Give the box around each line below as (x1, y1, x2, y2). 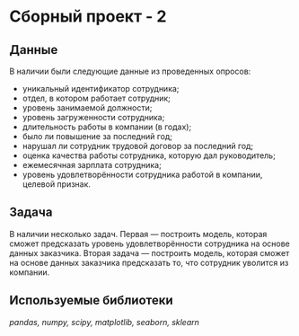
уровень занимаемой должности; (22, 102, 153, 113)
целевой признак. (22, 179, 92, 190)
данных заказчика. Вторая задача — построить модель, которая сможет (9, 247, 290, 258)
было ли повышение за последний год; (22, 131, 173, 141)
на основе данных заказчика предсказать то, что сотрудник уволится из (9, 257, 289, 268)
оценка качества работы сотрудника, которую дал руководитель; (22, 150, 276, 161)
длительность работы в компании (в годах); (22, 121, 192, 132)
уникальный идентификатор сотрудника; (22, 84, 180, 93)
